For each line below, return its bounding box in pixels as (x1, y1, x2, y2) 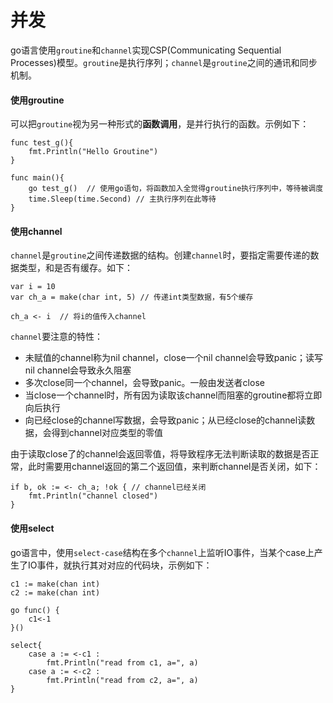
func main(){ (10, 173, 65, 183)
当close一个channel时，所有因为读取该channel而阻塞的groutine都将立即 (24, 389, 323, 401)
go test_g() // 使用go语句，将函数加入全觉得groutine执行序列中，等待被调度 (28, 184, 324, 194)
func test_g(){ (10, 138, 74, 148)
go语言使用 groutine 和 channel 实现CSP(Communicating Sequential (10, 44, 282, 56)
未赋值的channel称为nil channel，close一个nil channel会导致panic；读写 (24, 352, 324, 364)
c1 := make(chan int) (10, 579, 101, 589)
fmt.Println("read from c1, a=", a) (46, 657, 199, 668)
